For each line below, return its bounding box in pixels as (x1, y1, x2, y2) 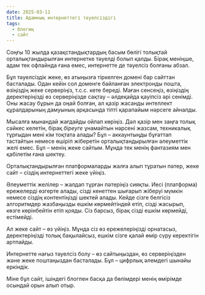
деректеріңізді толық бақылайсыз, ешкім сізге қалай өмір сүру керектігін (6, 232, 199, 239)
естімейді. (6, 213, 34, 221)
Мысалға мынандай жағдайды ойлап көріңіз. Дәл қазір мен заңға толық (6, 118, 196, 126)
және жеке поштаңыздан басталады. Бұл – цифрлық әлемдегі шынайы (6, 257, 192, 264)
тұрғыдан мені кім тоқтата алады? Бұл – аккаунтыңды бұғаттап (6, 131, 172, 139)
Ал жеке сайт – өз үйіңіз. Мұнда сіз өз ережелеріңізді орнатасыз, (6, 225, 177, 233)
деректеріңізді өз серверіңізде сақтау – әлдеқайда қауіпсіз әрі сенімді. (6, 93, 193, 101)
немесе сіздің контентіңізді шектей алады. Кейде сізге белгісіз (6, 194, 171, 201)
